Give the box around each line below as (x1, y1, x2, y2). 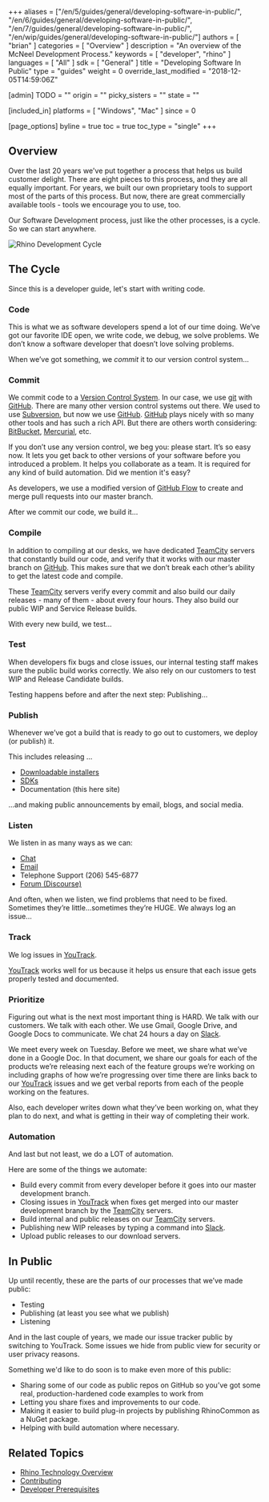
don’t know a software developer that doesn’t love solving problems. (8, 339, 235, 348)
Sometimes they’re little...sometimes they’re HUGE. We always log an (8, 903, 236, 913)
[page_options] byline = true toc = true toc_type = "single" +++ (8, 122, 217, 131)
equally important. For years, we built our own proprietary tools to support (8, 183, 253, 192)
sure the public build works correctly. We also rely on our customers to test (8, 665, 256, 675)
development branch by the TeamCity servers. (19, 1206, 174, 1215)
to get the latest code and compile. (8, 571, 123, 580)
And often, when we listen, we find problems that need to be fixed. (8, 894, 228, 904)
